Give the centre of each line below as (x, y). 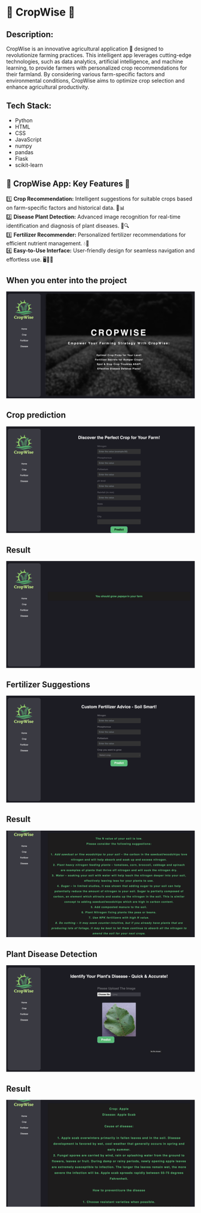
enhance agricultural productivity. (48, 87)
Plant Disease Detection (52, 954)
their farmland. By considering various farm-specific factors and (86, 74)
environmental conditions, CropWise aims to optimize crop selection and (95, 81)
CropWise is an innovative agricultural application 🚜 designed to (85, 49)
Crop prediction (36, 415)
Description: (30, 34)
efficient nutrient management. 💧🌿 (48, 243)
